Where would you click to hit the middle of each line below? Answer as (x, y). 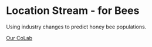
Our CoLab (19, 38)
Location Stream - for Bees (73, 11)
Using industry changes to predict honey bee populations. (76, 27)
